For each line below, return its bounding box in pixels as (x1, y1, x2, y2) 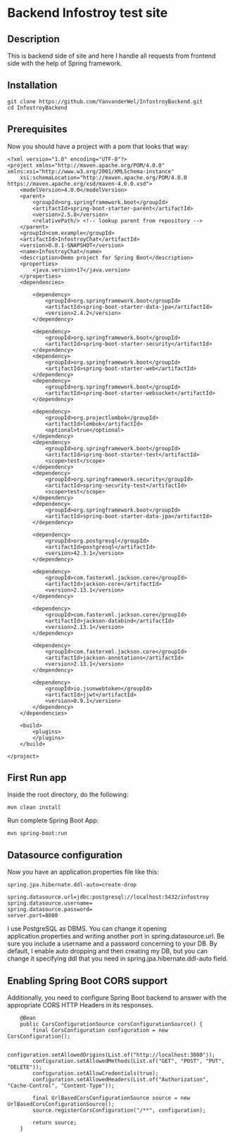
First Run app (7, 772, 67, 784)
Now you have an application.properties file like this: (7, 867, 160, 877)
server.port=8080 (7, 912, 58, 920)
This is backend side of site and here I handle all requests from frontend (7, 51, 216, 60)
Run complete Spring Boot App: (7, 816, 99, 825)
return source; (32, 1119, 77, 1126)
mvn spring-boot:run (7, 830, 68, 837)
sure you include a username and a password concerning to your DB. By (7, 939, 217, 948)
